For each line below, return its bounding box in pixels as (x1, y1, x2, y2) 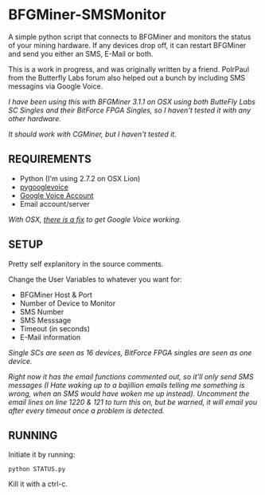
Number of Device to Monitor (19, 298, 116, 308)
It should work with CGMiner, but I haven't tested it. (8, 129, 177, 139)
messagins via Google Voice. (8, 81, 103, 91)
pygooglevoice (19, 182, 69, 192)
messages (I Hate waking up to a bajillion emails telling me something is (8, 380, 245, 390)
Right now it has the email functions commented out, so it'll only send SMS (8, 371, 254, 381)
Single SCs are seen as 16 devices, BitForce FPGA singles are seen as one (8, 347, 252, 357)
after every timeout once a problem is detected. (8, 406, 165, 415)
